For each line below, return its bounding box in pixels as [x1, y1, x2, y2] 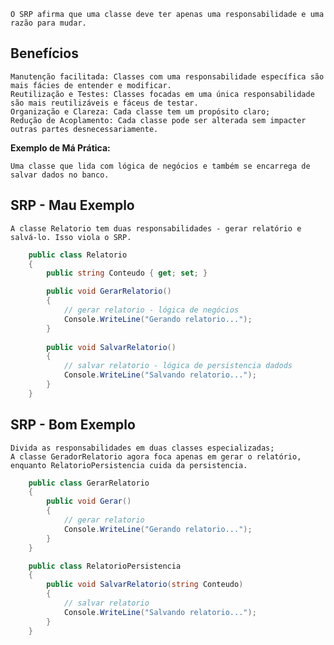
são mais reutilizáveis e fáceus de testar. [10, 98, 199, 108]
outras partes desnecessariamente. [10, 124, 159, 134]
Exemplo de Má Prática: [10, 141, 111, 154]
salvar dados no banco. [10, 170, 110, 180]
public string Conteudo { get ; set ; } [46, 268, 208, 279]
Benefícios [10, 45, 79, 62]
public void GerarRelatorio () [46, 286, 172, 297]
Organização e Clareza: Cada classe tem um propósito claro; [10, 106, 271, 117]
